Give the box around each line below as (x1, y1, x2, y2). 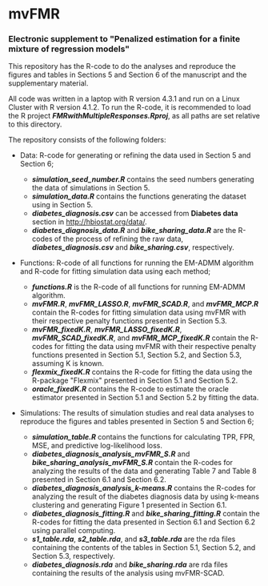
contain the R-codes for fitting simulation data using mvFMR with (31, 307, 246, 317)
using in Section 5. (31, 200, 94, 210)
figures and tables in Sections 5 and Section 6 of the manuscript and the (8, 70, 247, 80)
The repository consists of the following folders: (8, 135, 166, 145)
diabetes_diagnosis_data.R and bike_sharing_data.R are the (31, 226, 237, 235)
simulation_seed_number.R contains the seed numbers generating (31, 175, 254, 184)
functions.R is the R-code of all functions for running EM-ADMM (31, 282, 246, 292)
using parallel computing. (31, 526, 116, 536)
